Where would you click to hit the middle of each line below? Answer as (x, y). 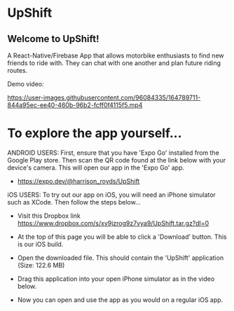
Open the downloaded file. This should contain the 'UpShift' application (121, 258)
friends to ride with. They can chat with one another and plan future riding (114, 63)
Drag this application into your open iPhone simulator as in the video (116, 279)
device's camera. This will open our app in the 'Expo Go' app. (96, 167)
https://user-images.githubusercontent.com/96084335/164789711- (104, 97)
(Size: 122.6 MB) (41, 265)
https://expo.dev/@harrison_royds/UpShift (78, 181)
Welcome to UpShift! (53, 39)
